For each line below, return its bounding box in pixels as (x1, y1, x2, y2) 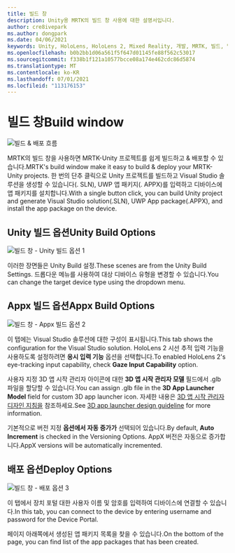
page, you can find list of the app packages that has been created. (7, 538, 199, 546)
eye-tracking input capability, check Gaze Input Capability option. (7, 360, 199, 368)
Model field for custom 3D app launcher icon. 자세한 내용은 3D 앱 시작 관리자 (7, 392, 225, 401)
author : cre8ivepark (7, 23, 68, 30)
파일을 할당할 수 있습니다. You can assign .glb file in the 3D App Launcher (7, 383, 215, 392)
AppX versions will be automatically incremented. (20, 441, 163, 449)
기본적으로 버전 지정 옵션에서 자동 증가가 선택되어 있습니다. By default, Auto (7, 423, 215, 432)
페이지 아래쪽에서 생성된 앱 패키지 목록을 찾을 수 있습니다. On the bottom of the (7, 529, 224, 538)
